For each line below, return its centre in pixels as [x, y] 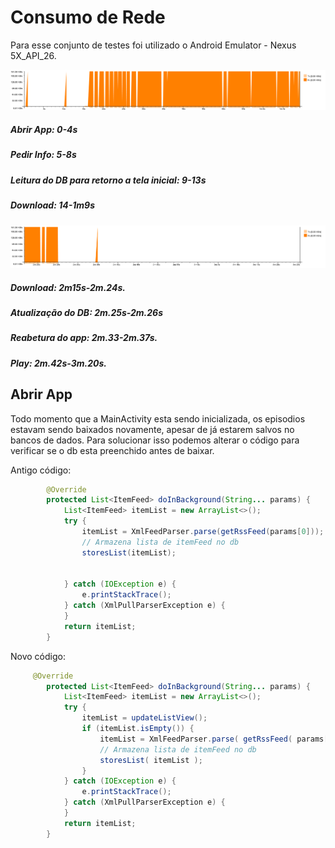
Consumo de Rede [88, 17]
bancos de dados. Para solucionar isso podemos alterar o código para [155, 440]
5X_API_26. [33, 55]
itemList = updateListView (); [144, 718]
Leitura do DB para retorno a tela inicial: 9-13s [108, 180]
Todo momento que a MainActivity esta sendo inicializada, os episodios [158, 418]
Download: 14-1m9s [52, 205]
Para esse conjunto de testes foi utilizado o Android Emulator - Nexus [153, 45]
